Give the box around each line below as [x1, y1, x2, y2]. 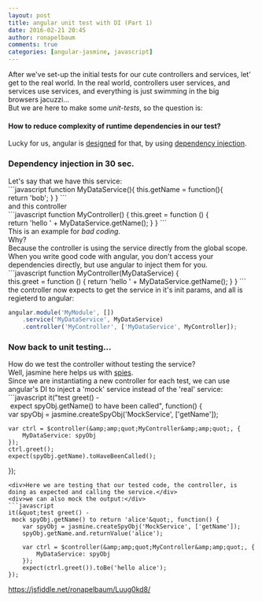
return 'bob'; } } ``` [8, 193, 68, 202]
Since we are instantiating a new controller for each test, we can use [8, 376, 231, 386]
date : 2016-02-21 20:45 [8, 26, 87, 34]
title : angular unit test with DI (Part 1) [8, 19, 153, 27]
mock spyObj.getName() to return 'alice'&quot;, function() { [11, 516, 220, 524]
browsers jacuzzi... [8, 95, 69, 104]
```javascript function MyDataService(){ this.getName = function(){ [8, 184, 223, 194]
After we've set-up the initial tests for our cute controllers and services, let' [8, 70, 252, 79]
